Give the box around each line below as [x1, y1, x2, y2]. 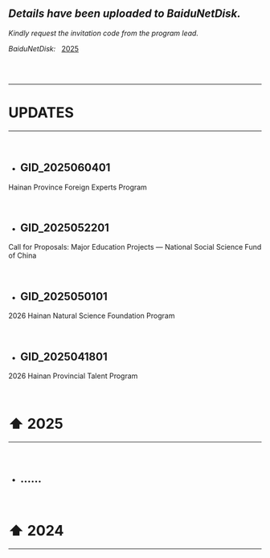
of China [8, 250, 37, 260]
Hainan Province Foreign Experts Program [8, 182, 147, 192]
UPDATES [8, 104, 75, 121]
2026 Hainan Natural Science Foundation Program [8, 311, 175, 320]
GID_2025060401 [19, 161, 111, 175]
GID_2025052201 [19, 221, 110, 234]
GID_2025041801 [19, 349, 108, 364]
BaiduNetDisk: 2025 [8, 43, 79, 53]
